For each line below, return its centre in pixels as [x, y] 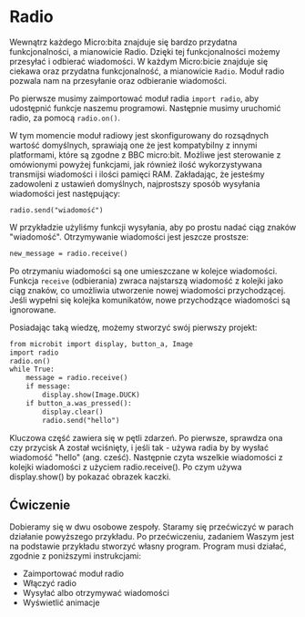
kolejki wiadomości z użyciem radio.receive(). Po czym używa [126, 467]
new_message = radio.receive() [69, 253]
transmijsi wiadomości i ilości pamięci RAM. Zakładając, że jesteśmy [137, 174]
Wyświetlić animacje [61, 602]
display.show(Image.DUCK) [91, 395]
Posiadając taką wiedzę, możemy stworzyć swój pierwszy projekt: [133, 327]
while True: [32, 370]
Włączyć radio [50, 583]
